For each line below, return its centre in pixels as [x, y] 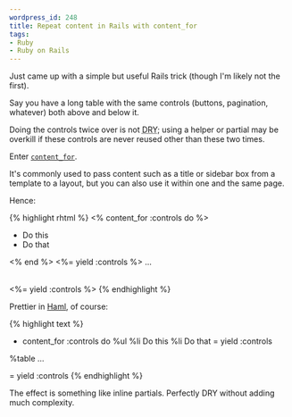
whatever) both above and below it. [75, 113]
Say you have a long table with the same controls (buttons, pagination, [139, 103]
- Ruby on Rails [39, 51]
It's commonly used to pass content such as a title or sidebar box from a [142, 174]
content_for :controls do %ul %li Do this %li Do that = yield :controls [147, 341]
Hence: [23, 201]
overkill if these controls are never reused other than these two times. [137, 139]
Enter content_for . [43, 156]
